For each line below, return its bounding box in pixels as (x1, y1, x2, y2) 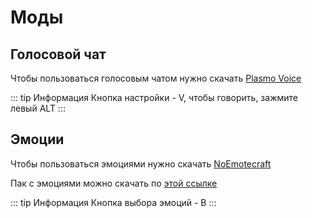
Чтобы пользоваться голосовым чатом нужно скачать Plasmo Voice (10, 72, 302, 84)
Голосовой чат (10, 46, 107, 63)
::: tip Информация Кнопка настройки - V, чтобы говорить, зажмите (10, 92, 298, 103)
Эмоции (10, 131, 65, 148)
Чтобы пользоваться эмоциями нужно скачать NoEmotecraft (10, 157, 272, 170)
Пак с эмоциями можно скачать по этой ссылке (10, 177, 218, 189)
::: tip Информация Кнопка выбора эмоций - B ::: (10, 196, 217, 208)
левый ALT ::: (10, 102, 66, 114)
